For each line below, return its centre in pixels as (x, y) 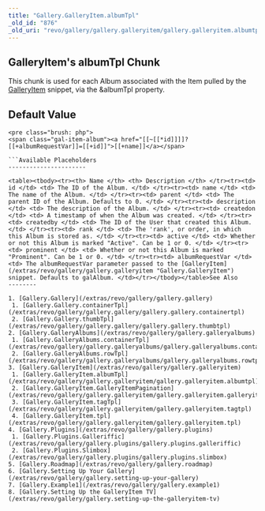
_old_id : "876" (33, 23)
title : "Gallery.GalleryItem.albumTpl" (74, 15)
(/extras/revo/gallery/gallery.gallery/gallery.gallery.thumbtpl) (119, 326)
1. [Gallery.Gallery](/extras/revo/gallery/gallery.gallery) (111, 299)
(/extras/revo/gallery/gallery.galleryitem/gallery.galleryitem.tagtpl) (130, 409)
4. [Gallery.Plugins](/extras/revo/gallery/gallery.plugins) (111, 430)
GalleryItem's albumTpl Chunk (84, 62)
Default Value (42, 114)
